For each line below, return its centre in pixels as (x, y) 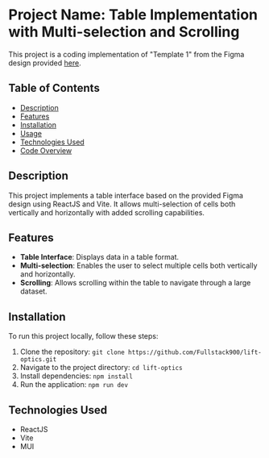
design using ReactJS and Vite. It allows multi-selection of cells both (122, 204)
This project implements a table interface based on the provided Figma (126, 195)
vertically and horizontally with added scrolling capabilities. (107, 212)
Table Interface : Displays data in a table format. (99, 257)
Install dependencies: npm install (76, 376)
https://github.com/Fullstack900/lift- (195, 352)
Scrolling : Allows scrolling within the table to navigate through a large (135, 283)
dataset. (33, 291)
